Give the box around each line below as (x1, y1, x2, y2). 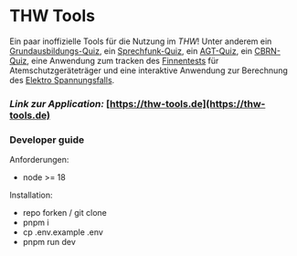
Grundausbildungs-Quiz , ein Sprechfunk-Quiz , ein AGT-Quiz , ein (9, 45, 253, 56)
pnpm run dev (22, 237, 76, 248)
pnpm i (22, 217, 49, 229)
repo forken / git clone (22, 208, 107, 219)
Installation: (9, 189, 53, 201)
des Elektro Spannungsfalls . (9, 74, 115, 85)
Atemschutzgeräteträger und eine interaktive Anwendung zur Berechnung (9, 65, 288, 76)
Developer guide (9, 133, 85, 146)
